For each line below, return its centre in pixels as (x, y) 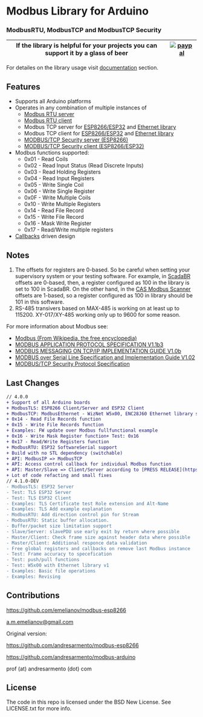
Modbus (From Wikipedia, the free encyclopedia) (76, 338)
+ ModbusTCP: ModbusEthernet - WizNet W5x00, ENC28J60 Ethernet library (100, 414)
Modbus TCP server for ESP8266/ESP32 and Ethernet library (100, 127)
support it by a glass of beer (87, 53)
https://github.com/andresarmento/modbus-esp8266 (72, 645)
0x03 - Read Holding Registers (62, 172)
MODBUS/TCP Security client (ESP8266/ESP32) (84, 146)
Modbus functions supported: (52, 153)
